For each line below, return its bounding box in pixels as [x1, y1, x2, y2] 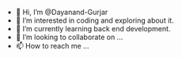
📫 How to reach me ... [15, 42, 89, 50]
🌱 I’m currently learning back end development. [15, 24, 171, 33]
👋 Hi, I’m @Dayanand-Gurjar [15, 8, 108, 16]
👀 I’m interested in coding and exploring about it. [15, 16, 174, 25]
